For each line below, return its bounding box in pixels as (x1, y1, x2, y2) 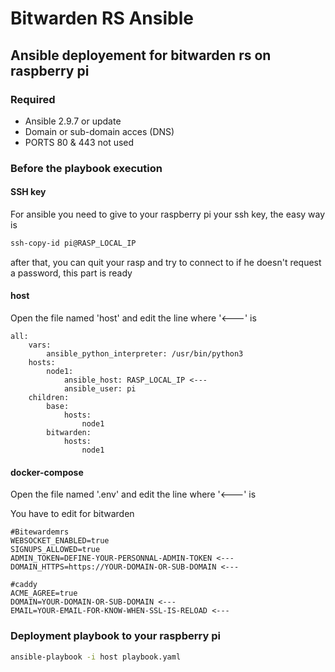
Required (10, 92, 56, 106)
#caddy (10, 580, 38, 590)
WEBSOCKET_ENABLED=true (10, 536, 110, 546)
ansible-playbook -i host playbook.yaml (10, 652, 182, 662)
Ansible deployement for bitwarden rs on (10, 47, 272, 64)
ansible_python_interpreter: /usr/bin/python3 (46, 349, 244, 359)
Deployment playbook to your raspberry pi (10, 629, 221, 643)
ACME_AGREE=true (10, 588, 78, 599)
